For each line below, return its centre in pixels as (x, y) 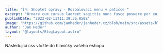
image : (12, 23)
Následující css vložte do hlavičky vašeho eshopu (55, 46)
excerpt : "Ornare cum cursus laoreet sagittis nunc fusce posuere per (78, 14)
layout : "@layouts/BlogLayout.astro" (43, 32)
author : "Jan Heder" (26, 27)
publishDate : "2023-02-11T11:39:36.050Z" (48, 18)
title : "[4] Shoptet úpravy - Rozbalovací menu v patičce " (67, 9)
